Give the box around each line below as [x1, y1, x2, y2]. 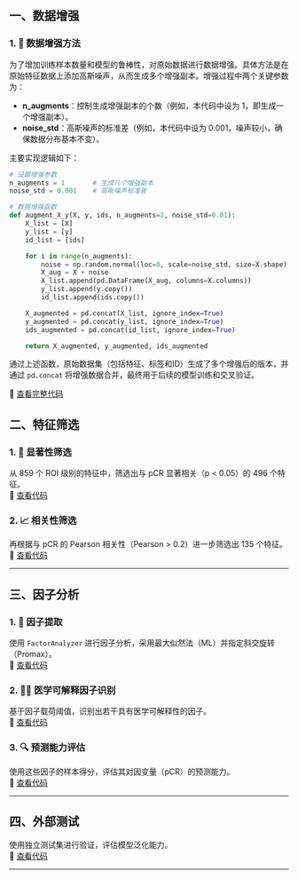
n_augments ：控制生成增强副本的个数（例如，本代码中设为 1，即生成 [21, 100, 277, 111]
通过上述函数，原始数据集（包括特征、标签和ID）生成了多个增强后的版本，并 [9, 359, 289, 369]
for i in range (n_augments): [25, 251, 133, 260]
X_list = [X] [25, 219, 74, 228]
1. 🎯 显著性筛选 [9, 446, 73, 458]
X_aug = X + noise [41, 268, 109, 277]
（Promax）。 [9, 649, 58, 660]
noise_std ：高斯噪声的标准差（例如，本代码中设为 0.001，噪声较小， [21, 123, 275, 133]
